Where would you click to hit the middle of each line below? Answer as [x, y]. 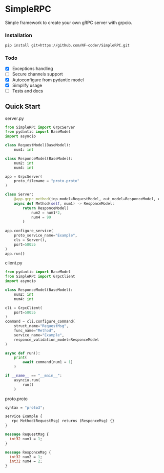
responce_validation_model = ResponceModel [56, 340]
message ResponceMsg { [28, 452]
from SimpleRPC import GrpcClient [40, 277]
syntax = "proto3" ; [25, 407]
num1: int [24, 150]
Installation [19, 35]
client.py [14, 263]
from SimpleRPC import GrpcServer [40, 127]
